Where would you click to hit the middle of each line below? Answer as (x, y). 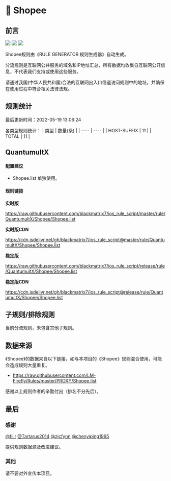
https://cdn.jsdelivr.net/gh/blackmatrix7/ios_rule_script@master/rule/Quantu (85, 239)
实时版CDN (17, 229)
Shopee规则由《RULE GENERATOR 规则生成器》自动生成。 (67, 54)
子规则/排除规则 (30, 315)
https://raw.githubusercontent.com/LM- (54, 375)
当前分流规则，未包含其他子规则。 (41, 328)
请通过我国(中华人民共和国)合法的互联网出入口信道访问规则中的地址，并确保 (85, 82)
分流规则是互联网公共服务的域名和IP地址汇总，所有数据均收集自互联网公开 (83, 65)
